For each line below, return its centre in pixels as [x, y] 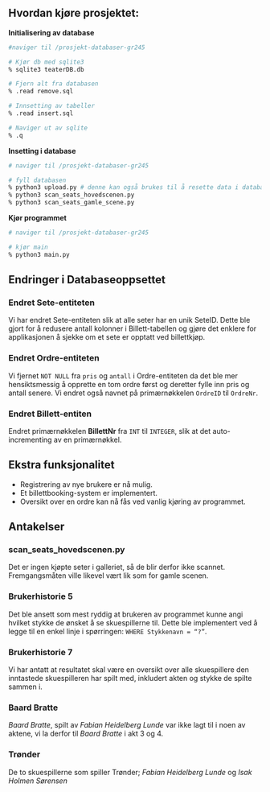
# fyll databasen [37, 180]
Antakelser [37, 527]
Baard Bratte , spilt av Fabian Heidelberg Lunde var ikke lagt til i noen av [127, 725]
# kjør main [28, 247]
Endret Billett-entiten [50, 414]
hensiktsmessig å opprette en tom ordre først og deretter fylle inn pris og [129, 384]
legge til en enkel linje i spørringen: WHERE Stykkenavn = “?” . [108, 631]
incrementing [30, 439]
